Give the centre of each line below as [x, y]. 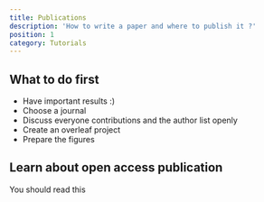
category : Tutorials [48, 43]
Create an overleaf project [71, 130]
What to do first [54, 79]
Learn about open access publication [116, 168]
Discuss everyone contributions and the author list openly [130, 120]
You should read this [47, 189]
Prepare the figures [58, 140]
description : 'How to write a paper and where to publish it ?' [133, 26]
